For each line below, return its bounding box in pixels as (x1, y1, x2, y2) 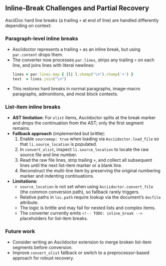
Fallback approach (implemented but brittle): (12, 131, 106, 137)
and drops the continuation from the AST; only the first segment (12, 120, 144, 126)
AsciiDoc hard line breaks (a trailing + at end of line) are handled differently (5, 17, 159, 23)
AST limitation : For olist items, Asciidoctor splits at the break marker (12, 115, 156, 121)
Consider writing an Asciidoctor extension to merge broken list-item (12, 239, 152, 245)
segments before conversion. (12, 245, 73, 251)
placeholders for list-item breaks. (19, 216, 88, 222)
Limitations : (12, 178, 38, 184)
